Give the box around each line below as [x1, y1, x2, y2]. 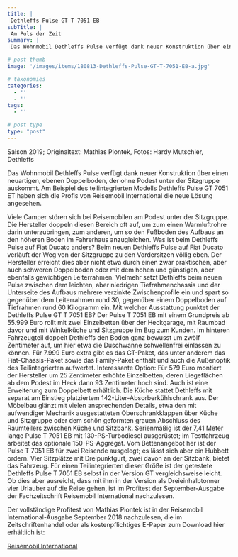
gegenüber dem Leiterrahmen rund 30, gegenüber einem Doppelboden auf [7, 295, 227, 304]
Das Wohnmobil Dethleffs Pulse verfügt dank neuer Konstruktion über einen [7, 168, 229, 177]
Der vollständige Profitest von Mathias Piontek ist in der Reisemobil [7, 505, 203, 514]
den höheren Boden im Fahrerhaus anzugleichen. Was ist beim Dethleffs [7, 235, 218, 243]
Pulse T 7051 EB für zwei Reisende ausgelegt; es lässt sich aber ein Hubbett [7, 446, 229, 455]
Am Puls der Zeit [10, 30, 62, 38]
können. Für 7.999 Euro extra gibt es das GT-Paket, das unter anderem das [7, 348, 225, 357]
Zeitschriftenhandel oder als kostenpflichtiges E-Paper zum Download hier [7, 520, 225, 529]
